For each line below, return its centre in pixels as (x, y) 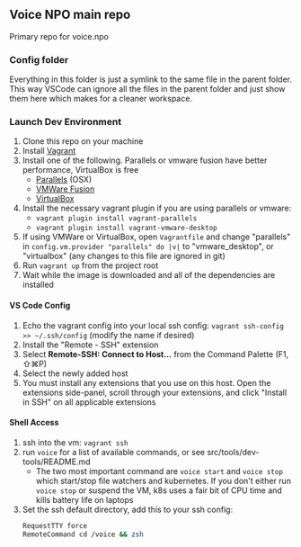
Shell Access (34, 423)
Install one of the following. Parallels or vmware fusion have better (145, 160)
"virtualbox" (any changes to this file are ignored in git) (124, 256)
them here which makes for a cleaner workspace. (101, 99)
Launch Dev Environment (66, 122)
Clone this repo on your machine (83, 141)
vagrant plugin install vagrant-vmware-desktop (126, 229)
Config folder (39, 59)
